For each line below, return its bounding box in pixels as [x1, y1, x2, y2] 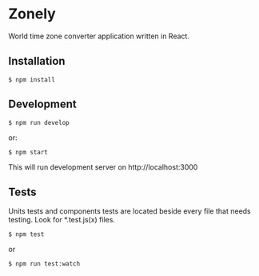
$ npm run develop [8, 118, 70, 126]
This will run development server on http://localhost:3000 [8, 162, 198, 172]
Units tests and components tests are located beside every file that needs [8, 206, 252, 216]
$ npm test [8, 230, 45, 238]
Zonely [8, 5, 56, 23]
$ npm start [8, 148, 48, 156]
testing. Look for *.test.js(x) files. [8, 215, 116, 225]
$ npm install [8, 75, 56, 84]
